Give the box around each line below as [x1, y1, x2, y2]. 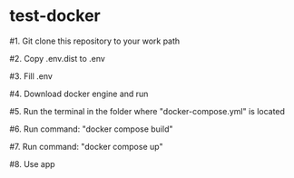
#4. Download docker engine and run [9, 88, 149, 99]
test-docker [9, 5, 102, 26]
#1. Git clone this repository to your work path [9, 35, 181, 46]
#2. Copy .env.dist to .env [9, 53, 106, 64]
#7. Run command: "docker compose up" [9, 141, 163, 152]
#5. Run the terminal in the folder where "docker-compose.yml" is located [9, 105, 286, 116]
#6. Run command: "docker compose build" [9, 124, 173, 134]
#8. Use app [9, 158, 56, 169]
